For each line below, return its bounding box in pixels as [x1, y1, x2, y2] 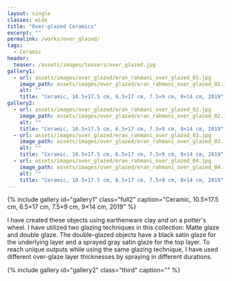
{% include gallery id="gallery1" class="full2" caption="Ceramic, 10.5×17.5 [7, 196, 219, 204]
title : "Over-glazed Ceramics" [7, 23, 97, 30]
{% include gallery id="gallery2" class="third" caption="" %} [7, 266, 181, 274]
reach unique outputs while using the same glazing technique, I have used [7, 245, 219, 253]
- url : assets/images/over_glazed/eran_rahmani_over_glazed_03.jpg [13, 132, 212, 138]
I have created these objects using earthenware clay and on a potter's [7, 216, 206, 225]
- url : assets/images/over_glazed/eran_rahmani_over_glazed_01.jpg [13, 74, 212, 81]
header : [7, 55, 30, 62]
